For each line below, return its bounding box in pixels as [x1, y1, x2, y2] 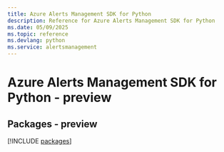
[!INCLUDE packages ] [7, 137, 72, 145]
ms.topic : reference [7, 30, 69, 38]
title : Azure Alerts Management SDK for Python [7, 10, 152, 18]
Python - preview [7, 90, 112, 106]
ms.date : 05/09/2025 [7, 24, 69, 31]
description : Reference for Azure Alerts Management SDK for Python [7, 17, 215, 24]
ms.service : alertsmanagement [7, 44, 98, 51]
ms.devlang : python [7, 37, 66, 44]
